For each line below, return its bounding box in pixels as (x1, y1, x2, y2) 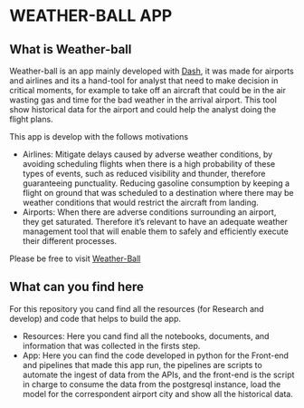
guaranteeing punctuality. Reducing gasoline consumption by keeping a (22, 178, 290, 189)
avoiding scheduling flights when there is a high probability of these (22, 159, 276, 169)
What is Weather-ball (9, 42, 132, 57)
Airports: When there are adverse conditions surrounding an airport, (22, 207, 277, 218)
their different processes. (22, 236, 118, 246)
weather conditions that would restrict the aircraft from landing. (22, 197, 260, 208)
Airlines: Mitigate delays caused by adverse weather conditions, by (22, 149, 273, 160)
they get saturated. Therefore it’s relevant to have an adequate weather (22, 217, 288, 227)
